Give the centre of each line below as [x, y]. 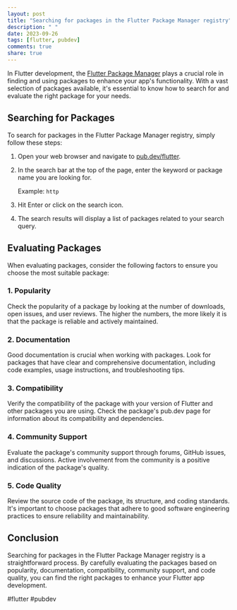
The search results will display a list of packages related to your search [121, 218]
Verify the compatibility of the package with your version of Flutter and [110, 404]
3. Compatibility [35, 388]
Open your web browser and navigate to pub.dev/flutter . [99, 156]
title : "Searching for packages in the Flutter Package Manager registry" [120, 20]
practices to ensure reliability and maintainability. [78, 515]
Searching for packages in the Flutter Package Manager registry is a [107, 555]
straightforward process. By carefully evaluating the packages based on [112, 563]
